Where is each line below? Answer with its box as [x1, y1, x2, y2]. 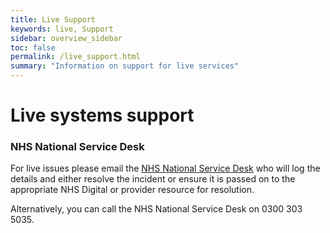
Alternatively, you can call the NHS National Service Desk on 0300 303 [10, 203, 303, 215]
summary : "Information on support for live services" [10, 61, 240, 71]
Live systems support [10, 104, 195, 127]
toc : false [10, 42, 56, 53]
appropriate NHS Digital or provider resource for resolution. [10, 184, 255, 196]
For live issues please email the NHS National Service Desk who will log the [10, 162, 321, 175]
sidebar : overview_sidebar [10, 33, 123, 43]
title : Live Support [10, 14, 97, 25]
